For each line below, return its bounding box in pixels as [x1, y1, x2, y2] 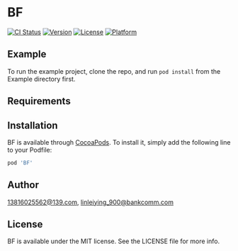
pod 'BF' [7, 159, 33, 167]
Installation [7, 119, 58, 131]
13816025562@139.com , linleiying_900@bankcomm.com [7, 198, 174, 206]
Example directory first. [7, 74, 76, 83]
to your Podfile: [7, 145, 52, 154]
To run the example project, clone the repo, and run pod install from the [7, 67, 221, 75]
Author [7, 179, 39, 191]
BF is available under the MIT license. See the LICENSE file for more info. [7, 237, 220, 245]
